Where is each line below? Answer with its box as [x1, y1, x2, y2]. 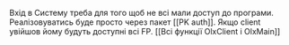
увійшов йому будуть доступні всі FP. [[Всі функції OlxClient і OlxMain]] [9, 26, 281, 36]
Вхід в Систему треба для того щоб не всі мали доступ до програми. [9, 8, 274, 18]
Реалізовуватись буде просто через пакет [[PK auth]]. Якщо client [9, 17, 261, 27]
